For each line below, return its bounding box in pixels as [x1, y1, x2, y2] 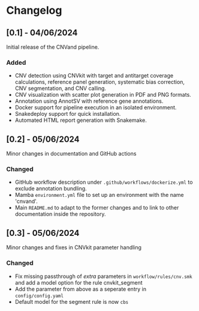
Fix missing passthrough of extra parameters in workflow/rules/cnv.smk [14, 273, 193, 280]
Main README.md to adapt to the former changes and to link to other [14, 204, 179, 211]
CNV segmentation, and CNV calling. [14, 85, 107, 92]
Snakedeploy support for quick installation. [14, 110, 121, 118]
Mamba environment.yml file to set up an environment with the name [14, 192, 184, 199]
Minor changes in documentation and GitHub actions [6, 150, 137, 157]
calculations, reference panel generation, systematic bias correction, [14, 79, 185, 86]
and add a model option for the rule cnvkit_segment [14, 279, 143, 286]
